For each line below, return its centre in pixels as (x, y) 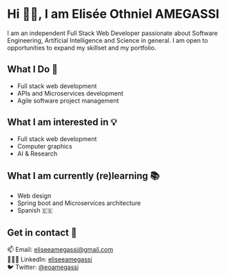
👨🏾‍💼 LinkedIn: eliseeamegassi (50, 259)
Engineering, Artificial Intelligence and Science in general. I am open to (107, 40)
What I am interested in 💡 (62, 122)
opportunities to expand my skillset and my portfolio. (82, 47)
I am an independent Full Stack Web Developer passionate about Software (113, 33)
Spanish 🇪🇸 (35, 211)
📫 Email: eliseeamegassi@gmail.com (60, 250)
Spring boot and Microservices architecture (79, 203)
